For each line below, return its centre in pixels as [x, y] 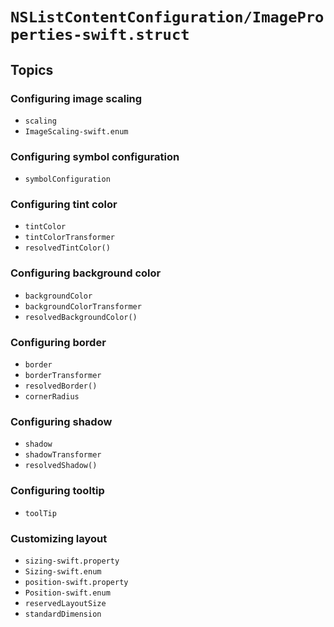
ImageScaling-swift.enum [76, 131]
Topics [32, 69]
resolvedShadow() [61, 466]
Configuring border [58, 342]
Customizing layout [59, 538]
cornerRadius [52, 397]
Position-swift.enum [67, 593]
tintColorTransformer [69, 238]
